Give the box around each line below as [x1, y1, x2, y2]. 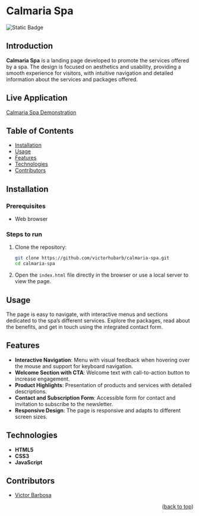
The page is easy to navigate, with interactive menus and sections [6, 311, 168, 318]
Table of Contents [6, 126, 74, 136]
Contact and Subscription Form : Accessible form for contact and [14, 394, 176, 401]
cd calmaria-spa [14, 261, 55, 267]
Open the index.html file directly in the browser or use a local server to [14, 271, 189, 278]
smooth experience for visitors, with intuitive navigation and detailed [6, 69, 173, 77]
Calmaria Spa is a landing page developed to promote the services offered [6, 56, 189, 64]
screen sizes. [14, 413, 48, 420]
